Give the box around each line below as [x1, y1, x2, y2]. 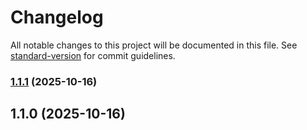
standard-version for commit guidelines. [10, 49, 176, 61]
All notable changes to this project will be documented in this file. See [10, 39, 298, 51]
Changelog [10, 6, 104, 29]
